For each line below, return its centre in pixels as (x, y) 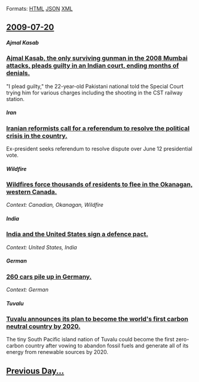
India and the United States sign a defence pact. (77, 234)
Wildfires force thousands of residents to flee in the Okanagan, (99, 185)
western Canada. (32, 192)
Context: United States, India (42, 247)
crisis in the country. (37, 136)
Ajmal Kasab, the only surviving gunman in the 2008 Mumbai (97, 58)
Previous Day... (35, 371)
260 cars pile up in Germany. (49, 276)
